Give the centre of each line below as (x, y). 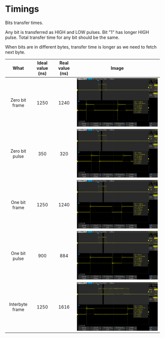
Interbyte (18, 304)
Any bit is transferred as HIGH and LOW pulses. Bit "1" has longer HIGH (77, 32)
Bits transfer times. (24, 23)
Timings (22, 9)
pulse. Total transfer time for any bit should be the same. (62, 37)
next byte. (15, 52)
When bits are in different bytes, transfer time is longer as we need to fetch (81, 47)
